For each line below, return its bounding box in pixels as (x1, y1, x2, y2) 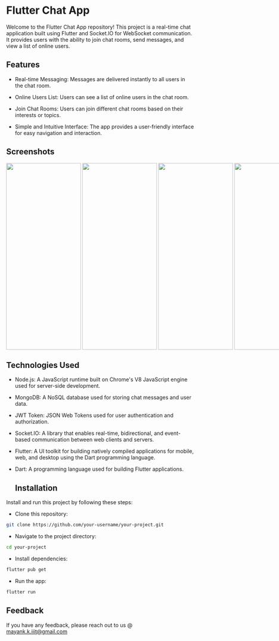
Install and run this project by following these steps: (6, 499, 133, 506)
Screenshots (6, 147, 55, 157)
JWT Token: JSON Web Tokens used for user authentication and (14, 412, 174, 419)
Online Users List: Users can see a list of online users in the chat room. (14, 93, 189, 100)
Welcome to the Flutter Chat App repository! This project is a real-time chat (6, 23, 191, 30)
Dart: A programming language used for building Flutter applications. (14, 465, 184, 473)
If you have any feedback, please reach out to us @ (6, 621, 133, 628)
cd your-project (6, 544, 46, 550)
